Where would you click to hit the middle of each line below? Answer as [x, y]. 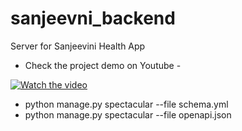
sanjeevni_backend [93, 18]
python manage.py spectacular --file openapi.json [128, 114]
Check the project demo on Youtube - [103, 65]
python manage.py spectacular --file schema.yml [126, 104]
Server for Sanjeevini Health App [78, 46]
